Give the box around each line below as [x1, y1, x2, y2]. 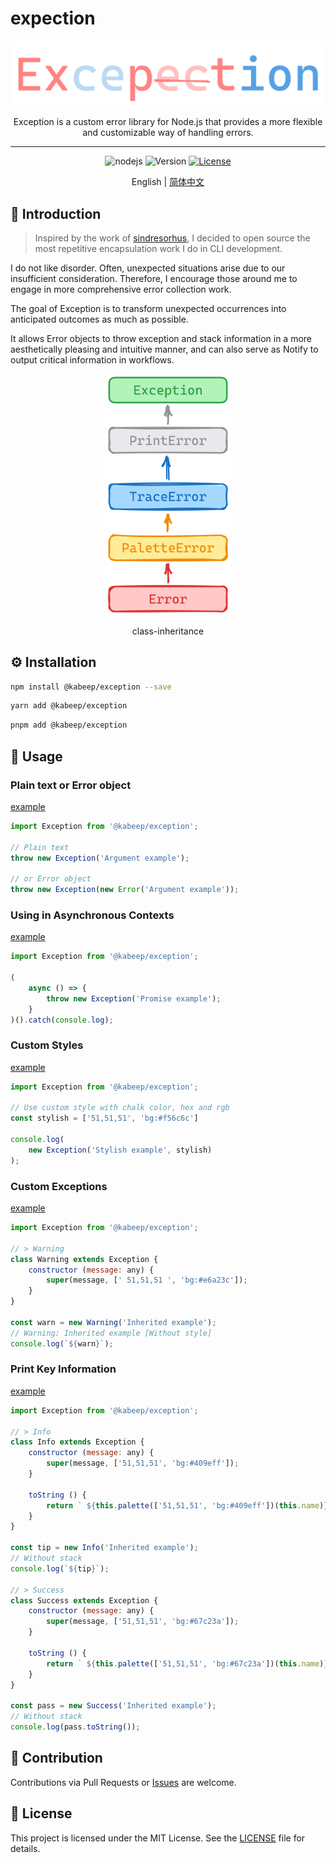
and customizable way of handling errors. [82, 127, 254, 139]
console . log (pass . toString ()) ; [10, 1722, 141, 1732]
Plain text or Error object [10, 778, 132, 792]
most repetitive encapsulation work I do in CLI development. [34, 243, 283, 255]
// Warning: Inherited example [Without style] [10, 1328, 213, 1338]
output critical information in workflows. [10, 354, 175, 366]
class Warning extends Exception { [10, 1254, 159, 1264]
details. [10, 1842, 41, 1854]
